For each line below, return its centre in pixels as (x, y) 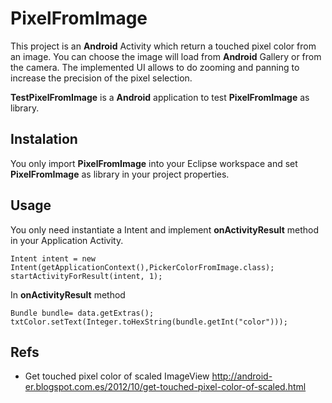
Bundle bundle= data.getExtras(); (82, 313)
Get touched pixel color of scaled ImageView (117, 376)
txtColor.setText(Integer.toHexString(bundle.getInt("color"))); (149, 322)
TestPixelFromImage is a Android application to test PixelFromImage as (160, 97)
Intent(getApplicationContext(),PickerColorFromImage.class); (142, 267)
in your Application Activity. (67, 240)
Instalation (44, 139)
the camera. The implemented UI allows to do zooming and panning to (155, 67)
